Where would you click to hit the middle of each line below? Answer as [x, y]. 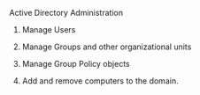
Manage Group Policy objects [76, 64]
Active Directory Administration [66, 13]
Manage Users [49, 29]
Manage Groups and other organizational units [107, 47]
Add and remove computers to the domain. [100, 81]
